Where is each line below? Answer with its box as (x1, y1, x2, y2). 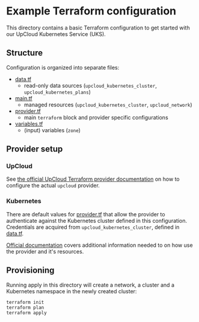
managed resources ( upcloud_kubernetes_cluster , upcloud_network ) (23, 101, 192, 108)
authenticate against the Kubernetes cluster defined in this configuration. (6, 217, 188, 224)
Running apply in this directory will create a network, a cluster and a (6, 281, 174, 288)
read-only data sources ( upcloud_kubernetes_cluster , (23, 82, 158, 89)
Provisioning (6, 266, 55, 276)
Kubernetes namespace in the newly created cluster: (6, 287, 137, 295)
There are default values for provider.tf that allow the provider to (6, 210, 165, 217)
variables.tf (14, 120, 43, 127)
